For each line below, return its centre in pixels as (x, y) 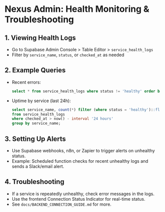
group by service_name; (36, 124)
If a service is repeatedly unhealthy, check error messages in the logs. (83, 194)
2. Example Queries (35, 70)
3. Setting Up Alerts (35, 139)
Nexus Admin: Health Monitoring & (77, 9)
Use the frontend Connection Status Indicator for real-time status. (79, 199)
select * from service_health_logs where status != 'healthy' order (83, 91)
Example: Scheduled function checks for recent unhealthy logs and (80, 161)
